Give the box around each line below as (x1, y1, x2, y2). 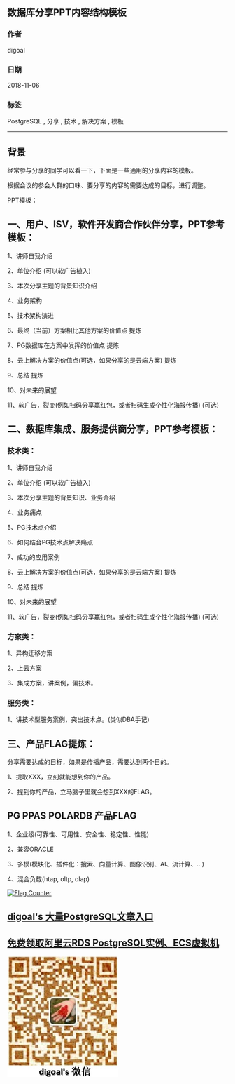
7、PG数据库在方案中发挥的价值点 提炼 (7, 341, 120, 349)
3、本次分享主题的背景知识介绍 (7, 281, 97, 290)
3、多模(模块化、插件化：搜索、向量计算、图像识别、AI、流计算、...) (7, 859, 205, 868)
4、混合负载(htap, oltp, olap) (7, 874, 90, 883)
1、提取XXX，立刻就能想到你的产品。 (7, 772, 115, 781)
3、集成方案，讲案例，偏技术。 (7, 678, 97, 687)
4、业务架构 (7, 296, 43, 305)
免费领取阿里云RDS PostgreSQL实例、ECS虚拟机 (7, 937, 220, 949)
